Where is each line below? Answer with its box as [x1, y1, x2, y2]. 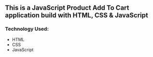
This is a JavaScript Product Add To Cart [5, 4, 129, 12]
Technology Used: [5, 26, 49, 33]
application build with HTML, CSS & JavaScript [5, 11, 148, 20]
